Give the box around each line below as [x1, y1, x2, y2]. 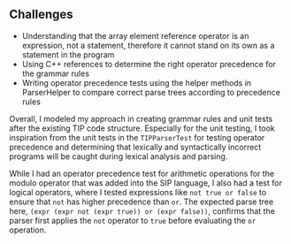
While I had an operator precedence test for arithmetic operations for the [9, 168, 275, 179]
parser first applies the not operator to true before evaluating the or [9, 215, 257, 225]
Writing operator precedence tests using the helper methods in [21, 77, 252, 88]
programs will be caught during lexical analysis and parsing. [9, 150, 228, 162]
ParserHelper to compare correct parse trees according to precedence [21, 87, 281, 97]
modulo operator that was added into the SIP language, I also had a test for [9, 177, 283, 188]
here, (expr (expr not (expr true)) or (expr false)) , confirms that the [9, 205, 276, 216]
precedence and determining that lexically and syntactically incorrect [9, 141, 262, 152]
